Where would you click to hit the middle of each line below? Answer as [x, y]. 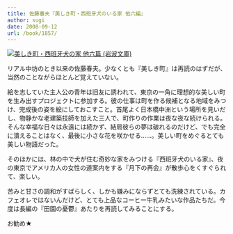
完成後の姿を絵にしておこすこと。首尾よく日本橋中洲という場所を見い [120, 109]
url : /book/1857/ [32, 33]
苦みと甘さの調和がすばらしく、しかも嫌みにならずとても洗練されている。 [114, 192]
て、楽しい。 [25, 177]
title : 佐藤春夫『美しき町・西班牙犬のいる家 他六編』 [77, 14]
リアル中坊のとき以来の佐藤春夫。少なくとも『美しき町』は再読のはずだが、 [117, 69]
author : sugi [26, 20]
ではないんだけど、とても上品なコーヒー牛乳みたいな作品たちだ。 [125, 200]
